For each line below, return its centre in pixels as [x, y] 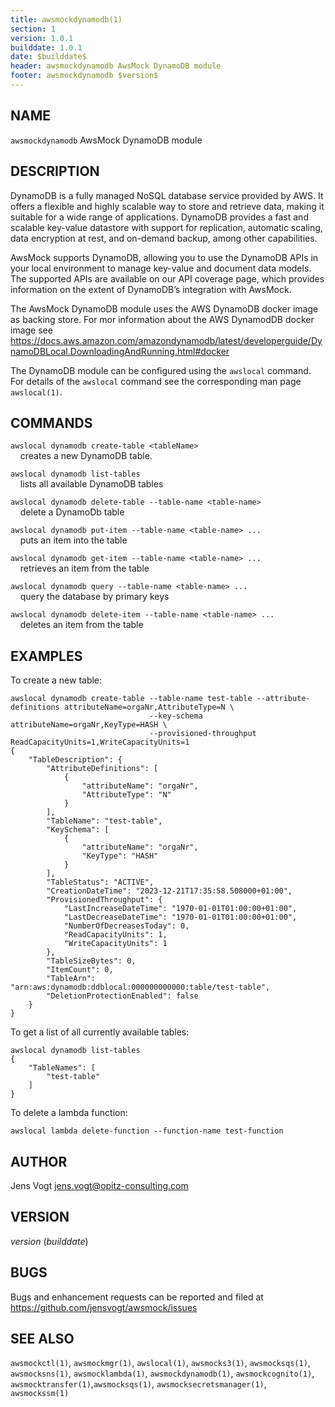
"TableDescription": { [75, 760]
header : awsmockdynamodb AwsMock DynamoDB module [116, 66]
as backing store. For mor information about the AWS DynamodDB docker [162, 319]
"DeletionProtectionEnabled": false [122, 996]
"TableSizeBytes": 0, [91, 961]
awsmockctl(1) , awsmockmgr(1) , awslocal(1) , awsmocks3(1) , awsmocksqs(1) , [160, 1363]
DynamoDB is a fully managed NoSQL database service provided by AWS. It [167, 195]
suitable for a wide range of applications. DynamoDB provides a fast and [159, 217]
